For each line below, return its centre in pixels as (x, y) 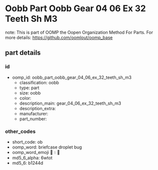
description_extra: (38, 108)
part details (23, 53)
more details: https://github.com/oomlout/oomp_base (59, 38)
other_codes (20, 131)
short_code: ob (27, 142)
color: (25, 98)
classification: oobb (39, 82)
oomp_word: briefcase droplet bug (47, 147)
